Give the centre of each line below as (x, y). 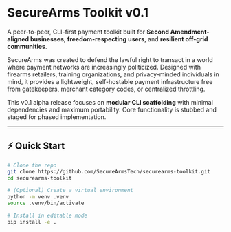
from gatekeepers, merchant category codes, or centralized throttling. (106, 89)
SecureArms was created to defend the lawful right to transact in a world (110, 59)
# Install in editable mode (47, 215)
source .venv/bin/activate (46, 203)
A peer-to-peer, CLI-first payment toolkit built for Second (88, 32)
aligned (18, 39)
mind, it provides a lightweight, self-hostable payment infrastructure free (110, 81)
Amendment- (190, 32)
